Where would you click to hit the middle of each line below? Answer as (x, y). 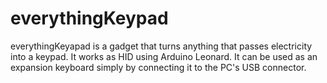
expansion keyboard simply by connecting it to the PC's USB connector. (158, 67)
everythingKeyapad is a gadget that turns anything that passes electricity (161, 46)
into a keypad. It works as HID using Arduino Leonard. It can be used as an (164, 56)
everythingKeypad (89, 18)
